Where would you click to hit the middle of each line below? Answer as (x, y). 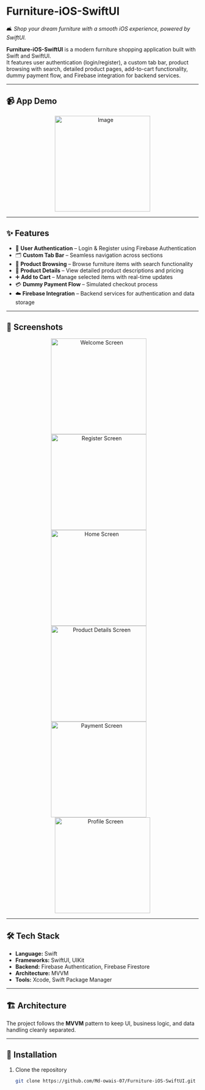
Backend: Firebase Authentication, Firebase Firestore (82, 967)
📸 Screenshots (35, 327)
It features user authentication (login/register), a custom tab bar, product (98, 62)
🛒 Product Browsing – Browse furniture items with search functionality (104, 264)
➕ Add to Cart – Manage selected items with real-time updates (94, 276)
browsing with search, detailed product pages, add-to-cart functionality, (97, 69)
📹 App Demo (32, 101)
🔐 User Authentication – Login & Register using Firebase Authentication (106, 248)
